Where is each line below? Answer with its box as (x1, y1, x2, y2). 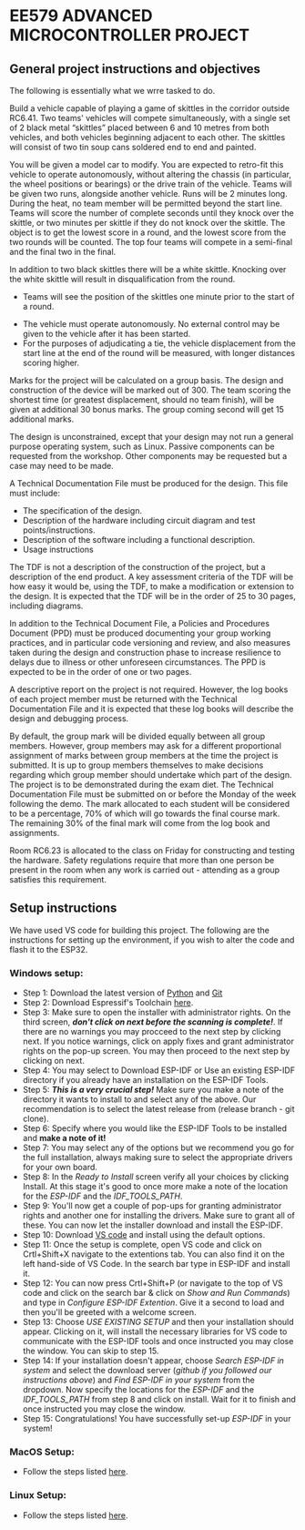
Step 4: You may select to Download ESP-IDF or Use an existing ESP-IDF (22, 1065, 296, 1076)
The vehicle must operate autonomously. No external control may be (22, 319, 280, 329)
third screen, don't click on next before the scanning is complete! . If (22, 1016, 284, 1027)
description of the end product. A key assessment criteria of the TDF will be (9, 571, 294, 582)
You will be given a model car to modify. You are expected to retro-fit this (9, 159, 284, 169)
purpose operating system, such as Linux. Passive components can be (9, 441, 275, 452)
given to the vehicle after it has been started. (22, 329, 191, 339)
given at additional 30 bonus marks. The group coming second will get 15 (9, 404, 285, 414)
